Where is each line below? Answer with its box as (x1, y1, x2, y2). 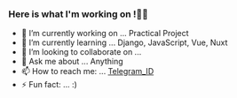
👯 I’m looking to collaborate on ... (20, 47, 142, 57)
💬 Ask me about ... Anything (20, 57, 123, 67)
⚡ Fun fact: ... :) (20, 79, 77, 90)
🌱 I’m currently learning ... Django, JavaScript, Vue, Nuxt (20, 37, 228, 48)
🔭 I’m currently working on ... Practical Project (20, 28, 189, 39)
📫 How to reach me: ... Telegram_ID (20, 66, 154, 77)
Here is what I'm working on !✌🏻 (8, 8, 148, 20)
